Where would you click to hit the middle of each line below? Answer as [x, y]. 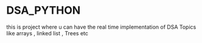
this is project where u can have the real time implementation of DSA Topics [101, 27]
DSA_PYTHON [44, 10]
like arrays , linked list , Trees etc [47, 33]
